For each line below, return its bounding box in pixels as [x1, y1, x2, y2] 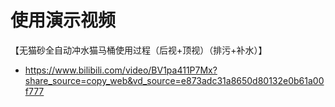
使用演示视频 [10, 9, 117, 32]
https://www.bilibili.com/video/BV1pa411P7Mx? [24, 64, 218, 76]
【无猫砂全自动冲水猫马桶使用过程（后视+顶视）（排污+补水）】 [10, 44, 268, 56]
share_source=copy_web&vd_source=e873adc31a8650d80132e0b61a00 [24, 74, 325, 86]
